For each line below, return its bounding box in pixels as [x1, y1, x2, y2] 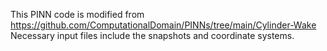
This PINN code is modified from [10, 9, 145, 20]
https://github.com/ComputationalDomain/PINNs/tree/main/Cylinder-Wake [10, 19, 317, 31]
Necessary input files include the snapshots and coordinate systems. [10, 30, 295, 41]
